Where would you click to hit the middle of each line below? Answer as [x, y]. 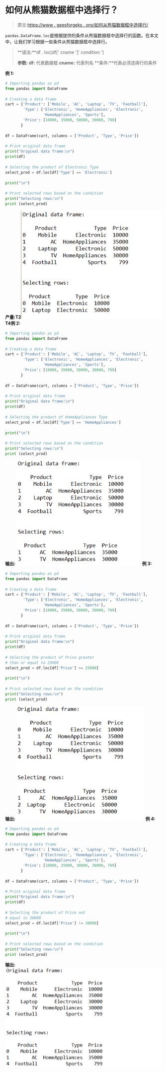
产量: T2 [13, 317]
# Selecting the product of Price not [45, 913]
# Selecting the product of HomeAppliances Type [56, 417]
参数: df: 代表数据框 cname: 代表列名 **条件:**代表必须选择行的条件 [87, 63]
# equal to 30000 [23, 918]
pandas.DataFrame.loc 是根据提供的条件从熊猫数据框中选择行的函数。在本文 [82, 35]
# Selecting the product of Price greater [50, 657]
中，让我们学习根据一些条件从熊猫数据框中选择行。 [57, 41]
